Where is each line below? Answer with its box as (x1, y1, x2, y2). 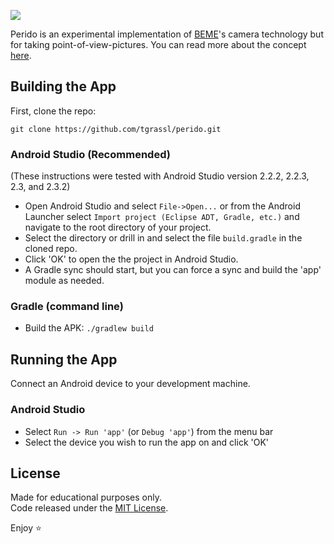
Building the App (10, 78, 117, 95)
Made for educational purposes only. (10, 491, 162, 504)
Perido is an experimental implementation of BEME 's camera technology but (10, 28, 324, 40)
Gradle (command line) (10, 300, 124, 314)
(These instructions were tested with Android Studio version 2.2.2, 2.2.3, (10, 170, 310, 182)
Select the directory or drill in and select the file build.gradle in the (24, 232, 303, 244)
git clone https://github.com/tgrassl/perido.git (10, 124, 222, 134)
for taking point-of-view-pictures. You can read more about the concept (10, 39, 307, 50)
